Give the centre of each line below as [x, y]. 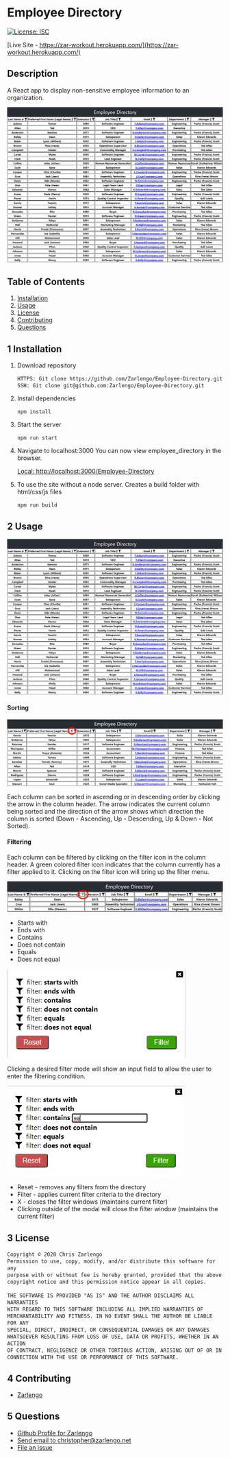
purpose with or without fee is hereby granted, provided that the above [115, 1275]
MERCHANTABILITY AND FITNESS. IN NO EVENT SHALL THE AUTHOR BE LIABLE [110, 1316]
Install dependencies [47, 398]
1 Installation [35, 349]
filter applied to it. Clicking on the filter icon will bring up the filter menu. [108, 871]
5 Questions [34, 1417]
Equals [26, 952]
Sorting [18, 708]
